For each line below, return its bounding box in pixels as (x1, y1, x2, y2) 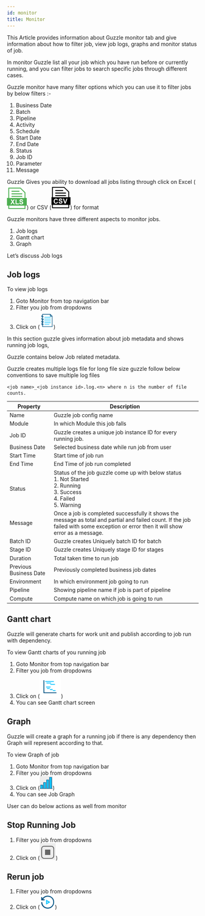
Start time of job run (54, 452, 104, 459)
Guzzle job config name (54, 412, 113, 419)
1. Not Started (54, 475, 89, 482)
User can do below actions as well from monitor (7, 802, 127, 809)
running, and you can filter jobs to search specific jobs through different (7, 65, 187, 72)
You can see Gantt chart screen (15, 699, 96, 706)
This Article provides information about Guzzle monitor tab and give (7, 33, 177, 41)
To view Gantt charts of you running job (7, 649, 106, 656)
